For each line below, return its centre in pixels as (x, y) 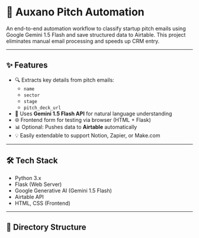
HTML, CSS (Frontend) (43, 203)
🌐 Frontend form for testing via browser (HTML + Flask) (83, 120)
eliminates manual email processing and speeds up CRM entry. (83, 41)
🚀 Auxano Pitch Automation (76, 12)
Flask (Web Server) (38, 184)
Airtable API (29, 197)
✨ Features (27, 65)
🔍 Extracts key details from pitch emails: (64, 80)
